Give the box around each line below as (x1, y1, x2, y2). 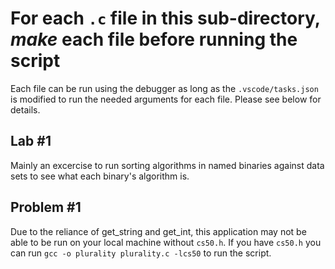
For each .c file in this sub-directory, (10, 7, 321, 30)
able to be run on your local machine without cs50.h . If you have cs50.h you (10, 236, 322, 248)
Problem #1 (10, 199, 82, 216)
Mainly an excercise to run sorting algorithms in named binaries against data (10, 159, 325, 171)
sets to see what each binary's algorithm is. (10, 170, 190, 182)
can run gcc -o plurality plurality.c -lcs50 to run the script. (10, 247, 272, 259)
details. (10, 103, 41, 116)
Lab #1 (10, 133, 52, 150)
